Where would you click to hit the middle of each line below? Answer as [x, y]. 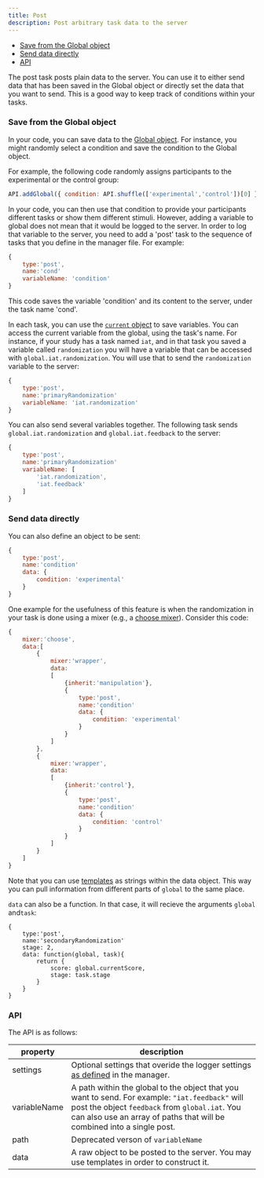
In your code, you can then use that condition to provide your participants [127, 209]
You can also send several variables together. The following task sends [123, 425]
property [38, 1052]
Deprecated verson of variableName [137, 1140]
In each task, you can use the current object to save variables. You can [123, 325]
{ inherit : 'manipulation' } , [108, 683]
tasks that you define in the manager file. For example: [96, 242]
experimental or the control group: [64, 179]
